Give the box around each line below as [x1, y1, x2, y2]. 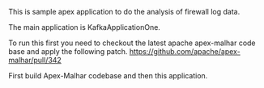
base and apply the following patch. [8, 47, 128, 56]
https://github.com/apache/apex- [129, 47, 241, 56]
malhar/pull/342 [8, 56, 62, 65]
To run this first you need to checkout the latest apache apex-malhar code [8, 38, 257, 48]
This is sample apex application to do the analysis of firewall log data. [8, 7, 241, 16]
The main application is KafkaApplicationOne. [8, 23, 160, 31]
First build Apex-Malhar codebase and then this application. [8, 71, 208, 80]
